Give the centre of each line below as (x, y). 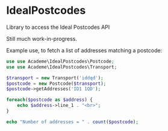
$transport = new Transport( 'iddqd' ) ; (55, 78)
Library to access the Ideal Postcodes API (58, 27)
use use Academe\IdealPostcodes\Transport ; (62, 67)
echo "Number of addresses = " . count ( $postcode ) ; (72, 122)
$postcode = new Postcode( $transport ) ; (56, 84)
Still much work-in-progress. (42, 38)
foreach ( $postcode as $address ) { (50, 100)
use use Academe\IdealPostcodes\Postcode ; (60, 61)
